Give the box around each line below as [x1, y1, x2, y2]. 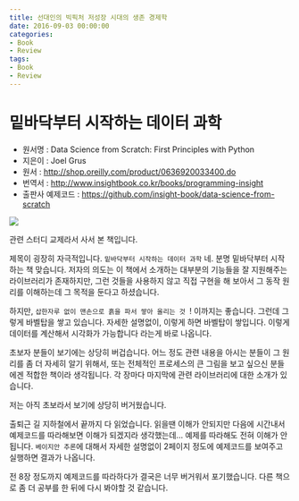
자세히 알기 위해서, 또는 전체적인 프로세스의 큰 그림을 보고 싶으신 [44, 358, 269, 369]
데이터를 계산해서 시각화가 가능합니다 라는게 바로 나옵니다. [9, 327, 212, 338]
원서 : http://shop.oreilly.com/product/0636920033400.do [21, 166, 237, 177]
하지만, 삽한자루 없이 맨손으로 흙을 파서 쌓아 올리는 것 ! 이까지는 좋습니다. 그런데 [9, 305, 280, 316]
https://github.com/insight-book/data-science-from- [81, 189, 275, 200]
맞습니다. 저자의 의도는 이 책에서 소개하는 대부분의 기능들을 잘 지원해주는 [35, 264, 288, 275]
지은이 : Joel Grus [21, 155, 87, 166]
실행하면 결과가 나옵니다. [9, 452, 96, 463]
